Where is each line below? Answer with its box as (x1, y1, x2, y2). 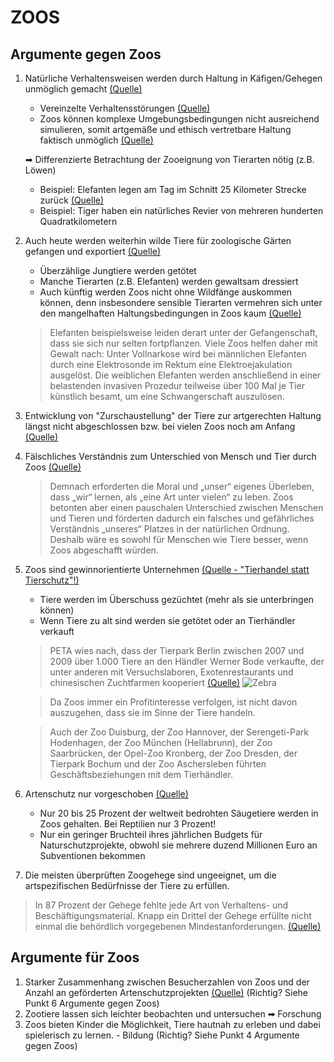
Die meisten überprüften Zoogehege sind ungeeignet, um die (24, 869, 277, 881)
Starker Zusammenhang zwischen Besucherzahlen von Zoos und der (24, 976, 310, 988)
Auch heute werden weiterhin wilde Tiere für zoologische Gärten (24, 235, 292, 246)
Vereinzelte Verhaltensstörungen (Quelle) (39, 102, 211, 114)
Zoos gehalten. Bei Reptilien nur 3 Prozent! (39, 818, 217, 830)
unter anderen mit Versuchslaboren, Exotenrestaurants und (49, 666, 294, 678)
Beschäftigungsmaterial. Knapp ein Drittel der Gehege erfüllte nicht (34, 910, 312, 921)
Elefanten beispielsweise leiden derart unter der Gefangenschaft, (49, 327, 318, 338)
